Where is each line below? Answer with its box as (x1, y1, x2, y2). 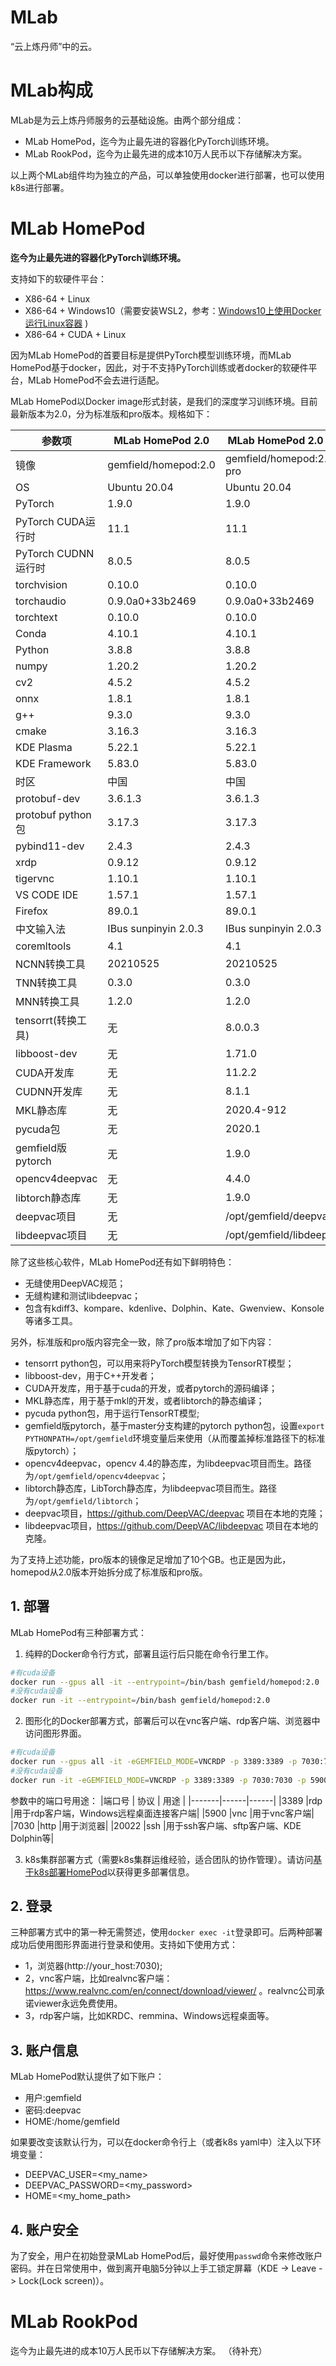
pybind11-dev (15, 839, 85, 853)
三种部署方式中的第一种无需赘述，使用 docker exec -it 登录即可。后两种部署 (10, 1926, 323, 1938)
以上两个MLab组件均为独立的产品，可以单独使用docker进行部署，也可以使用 (10, 169, 325, 181)
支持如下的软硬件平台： (10, 272, 107, 285)
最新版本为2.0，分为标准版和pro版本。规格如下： (10, 407, 213, 420)
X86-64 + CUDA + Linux (24, 328, 127, 340)
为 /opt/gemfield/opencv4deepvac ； (24, 1469, 169, 1481)
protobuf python (15, 807, 92, 821)
